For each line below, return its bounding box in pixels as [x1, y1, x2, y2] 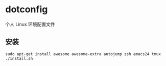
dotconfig [5, 4, 48, 15]
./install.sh [5, 56, 33, 61]
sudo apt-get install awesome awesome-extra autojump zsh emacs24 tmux [5, 51, 161, 57]
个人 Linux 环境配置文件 [5, 21, 55, 27]
